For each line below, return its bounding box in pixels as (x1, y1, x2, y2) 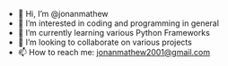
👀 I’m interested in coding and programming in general (17, 18, 220, 29)
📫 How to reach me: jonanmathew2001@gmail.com (17, 47, 211, 57)
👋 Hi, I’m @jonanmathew (17, 9, 110, 19)
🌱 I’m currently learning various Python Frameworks (17, 28, 211, 37)
